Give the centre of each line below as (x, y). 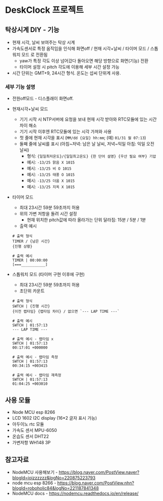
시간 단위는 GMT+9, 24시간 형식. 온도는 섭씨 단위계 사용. (67, 73)
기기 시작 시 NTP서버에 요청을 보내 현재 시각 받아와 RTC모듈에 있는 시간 (88, 119)
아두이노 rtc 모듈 (28, 424)
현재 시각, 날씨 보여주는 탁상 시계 (43, 42)
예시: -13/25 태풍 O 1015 (51, 175)
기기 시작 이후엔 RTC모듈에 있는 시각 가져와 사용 (65, 132)
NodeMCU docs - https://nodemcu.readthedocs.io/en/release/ (75, 493)
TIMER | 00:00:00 (30, 260)
